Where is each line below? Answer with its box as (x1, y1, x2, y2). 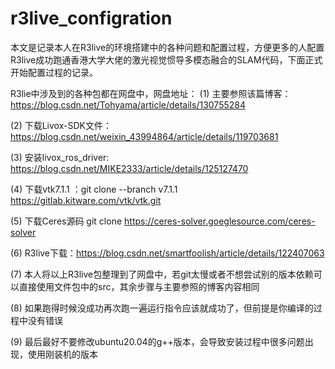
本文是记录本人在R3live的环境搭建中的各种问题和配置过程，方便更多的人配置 (10, 41, 325, 53)
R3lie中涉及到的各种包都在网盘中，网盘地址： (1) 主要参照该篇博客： (10, 87, 292, 99)
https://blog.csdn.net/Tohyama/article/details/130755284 (10, 98, 246, 111)
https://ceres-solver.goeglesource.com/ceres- (124, 215, 316, 227)
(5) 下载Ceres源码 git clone (10, 215, 123, 227)
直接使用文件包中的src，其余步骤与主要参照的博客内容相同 (18, 280, 260, 292)
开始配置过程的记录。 (10, 66, 98, 78)
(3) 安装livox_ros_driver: (10, 151, 110, 163)
